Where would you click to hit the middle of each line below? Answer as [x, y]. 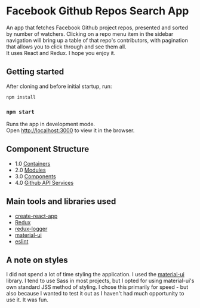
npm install [21, 97]
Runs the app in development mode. [51, 124]
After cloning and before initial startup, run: [59, 86]
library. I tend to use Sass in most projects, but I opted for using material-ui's [100, 281]
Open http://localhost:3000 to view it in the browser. [70, 130]
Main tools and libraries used [61, 202]
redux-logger [31, 228]
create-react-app [36, 216]
